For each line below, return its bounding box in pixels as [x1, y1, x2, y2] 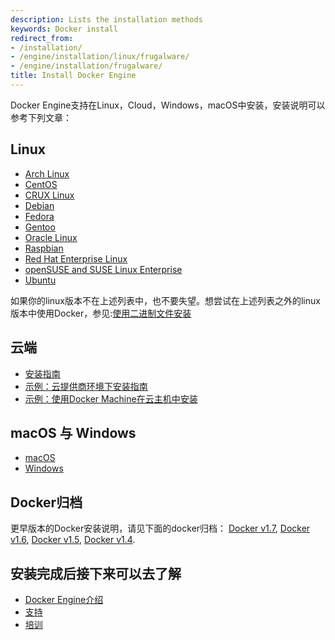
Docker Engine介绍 [24, 593, 104, 605]
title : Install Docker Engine [10, 71, 137, 81]
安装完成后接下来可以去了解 [10, 565, 182, 582]
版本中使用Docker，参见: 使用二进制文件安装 [10, 307, 192, 319]
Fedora [24, 210, 55, 222]
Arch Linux [24, 167, 70, 180]
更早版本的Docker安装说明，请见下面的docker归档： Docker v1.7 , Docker [10, 522, 311, 535]
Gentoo [24, 221, 56, 233]
